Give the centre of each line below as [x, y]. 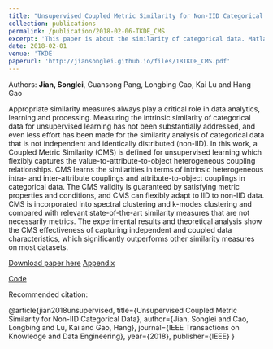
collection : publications [52, 24]
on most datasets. [39, 247]
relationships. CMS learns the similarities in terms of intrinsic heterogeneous [136, 169]
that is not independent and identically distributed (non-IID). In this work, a [133, 143]
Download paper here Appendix [62, 263]
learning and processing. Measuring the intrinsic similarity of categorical [130, 117]
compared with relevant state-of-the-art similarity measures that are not [129, 212]
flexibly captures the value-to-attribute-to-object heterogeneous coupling [132, 160]
